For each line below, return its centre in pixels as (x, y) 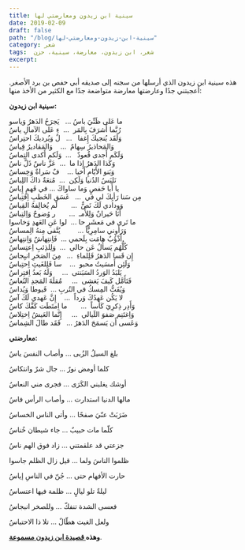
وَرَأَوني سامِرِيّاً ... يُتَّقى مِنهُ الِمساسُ (68, 230)
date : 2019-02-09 (37, 23)
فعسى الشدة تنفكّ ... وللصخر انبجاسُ (63, 506)
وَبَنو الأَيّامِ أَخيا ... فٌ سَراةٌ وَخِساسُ (62, 171)
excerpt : (23, 60)
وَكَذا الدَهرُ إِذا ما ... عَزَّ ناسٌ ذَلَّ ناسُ (62, 163)
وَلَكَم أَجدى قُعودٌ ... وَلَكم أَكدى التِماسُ (67, 154)
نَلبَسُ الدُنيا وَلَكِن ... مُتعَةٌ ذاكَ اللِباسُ (63, 179)
